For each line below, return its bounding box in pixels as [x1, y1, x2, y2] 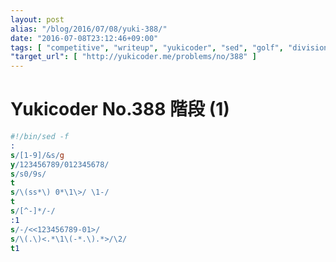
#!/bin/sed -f [10, 132, 70, 142]
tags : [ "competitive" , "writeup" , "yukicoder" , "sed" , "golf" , [10, 42, 284, 53]
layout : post [10, 14, 65, 25]
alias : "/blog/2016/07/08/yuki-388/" [10, 24, 168, 34]
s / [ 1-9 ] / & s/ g [10, 150, 65, 160]
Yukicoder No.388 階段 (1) [10, 98, 230, 121]
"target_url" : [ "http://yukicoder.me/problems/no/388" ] [10, 52, 257, 62]
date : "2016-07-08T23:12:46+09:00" [10, 33, 159, 43]
